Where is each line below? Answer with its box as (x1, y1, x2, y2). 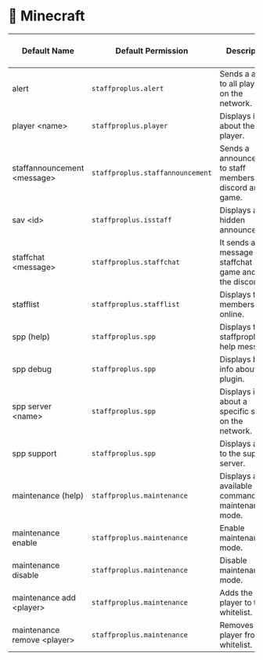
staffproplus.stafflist (91, 300, 180, 308)
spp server (12, 400, 52, 411)
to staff (219, 162, 247, 173)
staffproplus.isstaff (91, 215, 172, 224)
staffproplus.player (91, 121, 168, 130)
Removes (219, 619, 254, 630)
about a (219, 396, 248, 407)
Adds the (219, 587, 253, 598)
